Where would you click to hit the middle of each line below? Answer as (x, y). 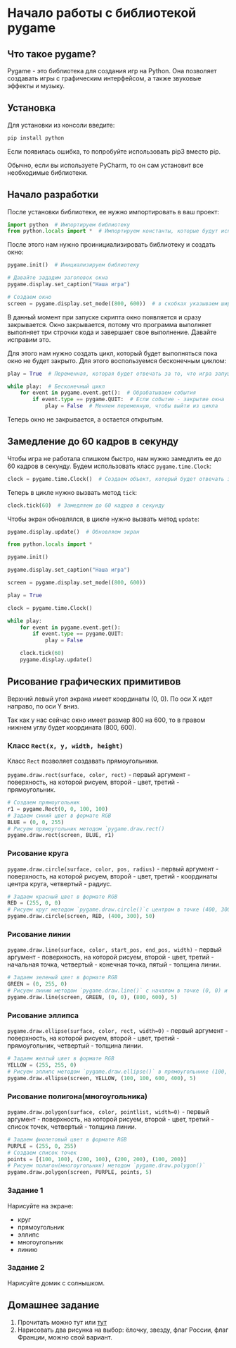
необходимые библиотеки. (47, 172)
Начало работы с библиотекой (102, 13)
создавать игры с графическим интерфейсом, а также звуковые (104, 78)
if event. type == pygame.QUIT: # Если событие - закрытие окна (129, 400)
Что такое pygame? (52, 54)
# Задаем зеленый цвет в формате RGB (63, 978)
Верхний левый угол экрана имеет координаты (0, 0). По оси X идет (110, 699)
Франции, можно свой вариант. (65, 1337)
